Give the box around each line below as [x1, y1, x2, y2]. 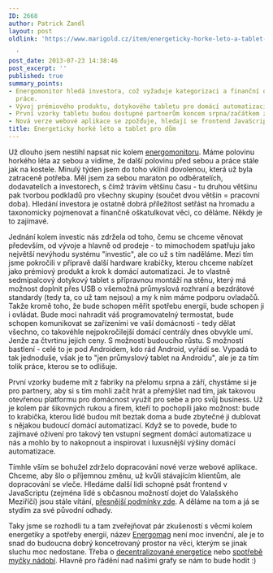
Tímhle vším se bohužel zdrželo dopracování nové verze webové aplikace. [8, 462, 258, 471]
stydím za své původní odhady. [8, 505, 113, 514]
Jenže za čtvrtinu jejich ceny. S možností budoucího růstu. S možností [8, 335, 244, 345]
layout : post [8, 27, 53, 35]
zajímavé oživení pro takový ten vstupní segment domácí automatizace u [8, 428, 252, 439]
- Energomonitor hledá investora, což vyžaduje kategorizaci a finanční [8, 87, 260, 95]
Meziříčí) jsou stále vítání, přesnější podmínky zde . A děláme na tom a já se [8, 497, 260, 506]
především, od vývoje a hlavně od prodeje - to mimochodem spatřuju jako [8, 241, 256, 250]
